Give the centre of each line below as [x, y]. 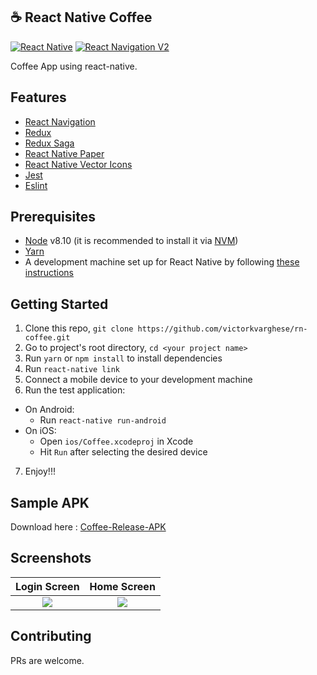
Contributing [51, 636]
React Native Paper [64, 153]
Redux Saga [49, 143]
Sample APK [50, 502]
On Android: [49, 410]
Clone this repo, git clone [79, 328]
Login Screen [47, 586]
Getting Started [59, 304]
